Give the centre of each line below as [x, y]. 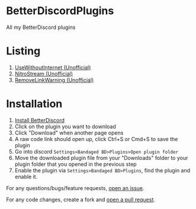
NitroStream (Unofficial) [44, 74]
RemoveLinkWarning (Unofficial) [54, 80]
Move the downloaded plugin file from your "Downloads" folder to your [101, 158]
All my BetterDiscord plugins [41, 27]
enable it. [26, 177]
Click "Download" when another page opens [69, 133]
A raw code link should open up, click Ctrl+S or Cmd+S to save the [96, 139]
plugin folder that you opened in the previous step [76, 164]
